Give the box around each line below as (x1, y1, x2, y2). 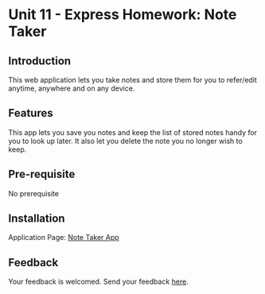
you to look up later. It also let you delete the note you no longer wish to (8, 136, 243, 145)
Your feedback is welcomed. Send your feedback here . (8, 277, 189, 287)
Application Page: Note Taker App (8, 233, 119, 242)
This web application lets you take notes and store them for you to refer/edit (8, 75, 257, 84)
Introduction (8, 54, 72, 68)
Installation (8, 212, 65, 226)
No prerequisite (8, 188, 60, 198)
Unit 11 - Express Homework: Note (8, 6, 237, 24)
